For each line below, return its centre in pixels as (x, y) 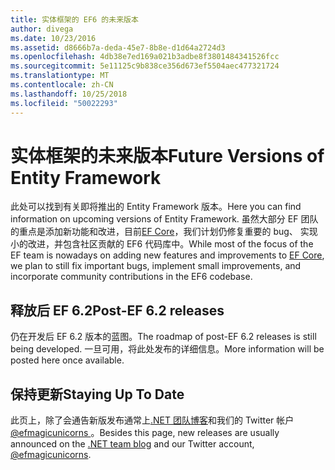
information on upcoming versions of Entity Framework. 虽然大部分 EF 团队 (164, 219)
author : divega (42, 29)
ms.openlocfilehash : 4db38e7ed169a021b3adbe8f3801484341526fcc (145, 57)
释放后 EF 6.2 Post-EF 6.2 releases (117, 310)
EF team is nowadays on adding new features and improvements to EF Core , (167, 255)
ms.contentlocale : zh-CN (62, 85)
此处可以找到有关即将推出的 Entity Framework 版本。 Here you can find (156, 207)
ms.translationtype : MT (60, 76)
